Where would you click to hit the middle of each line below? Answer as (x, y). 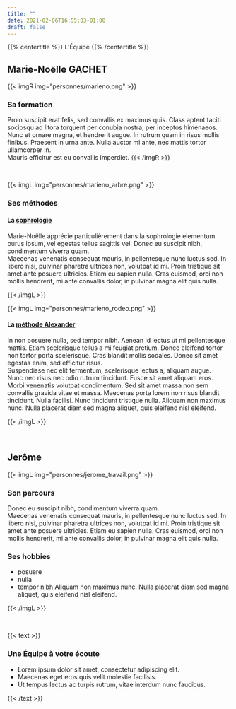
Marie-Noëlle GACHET (58, 69)
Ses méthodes (33, 204)
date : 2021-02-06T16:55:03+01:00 (57, 20)
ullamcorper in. (29, 150)
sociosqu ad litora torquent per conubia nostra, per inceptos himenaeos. (112, 127)
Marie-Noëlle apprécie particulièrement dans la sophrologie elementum (111, 236)
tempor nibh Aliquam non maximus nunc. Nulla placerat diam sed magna (123, 587)
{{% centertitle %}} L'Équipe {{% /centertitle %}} (78, 47)
